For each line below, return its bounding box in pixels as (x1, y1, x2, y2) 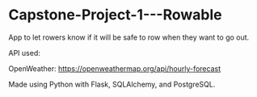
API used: (8, 48, 40, 57)
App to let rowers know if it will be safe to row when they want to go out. (8, 32, 250, 42)
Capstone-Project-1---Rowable (8, 6, 222, 24)
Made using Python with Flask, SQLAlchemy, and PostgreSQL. (8, 79, 216, 89)
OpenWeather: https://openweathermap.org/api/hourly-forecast (8, 63, 221, 74)
